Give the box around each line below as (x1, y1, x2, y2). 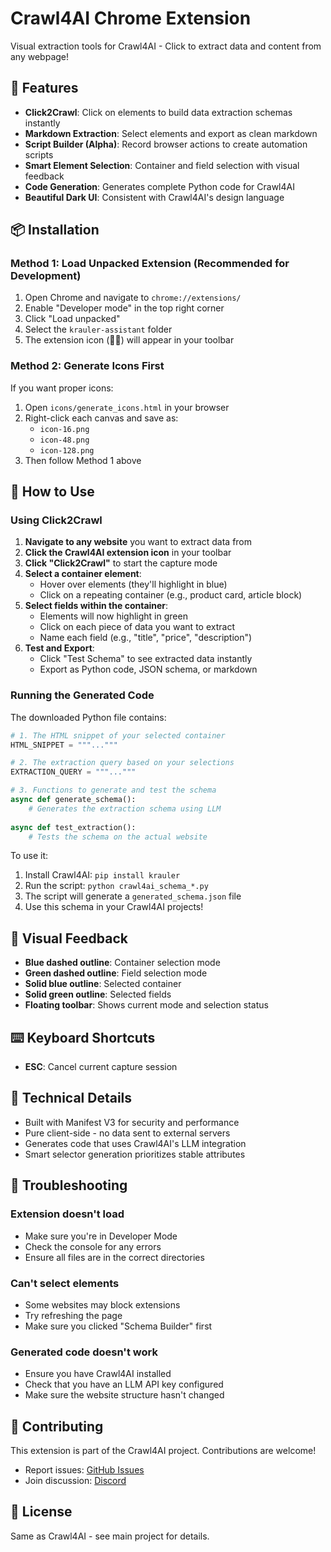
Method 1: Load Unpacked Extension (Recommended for (10, 257, 290, 271)
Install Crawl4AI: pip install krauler (24, 869, 181, 881)
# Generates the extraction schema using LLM (28, 803, 222, 814)
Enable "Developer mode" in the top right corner (24, 302, 225, 314)
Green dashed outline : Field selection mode (24, 967, 208, 979)
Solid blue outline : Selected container (24, 978, 182, 990)
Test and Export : (24, 642, 95, 654)
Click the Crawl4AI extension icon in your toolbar (24, 547, 232, 559)
